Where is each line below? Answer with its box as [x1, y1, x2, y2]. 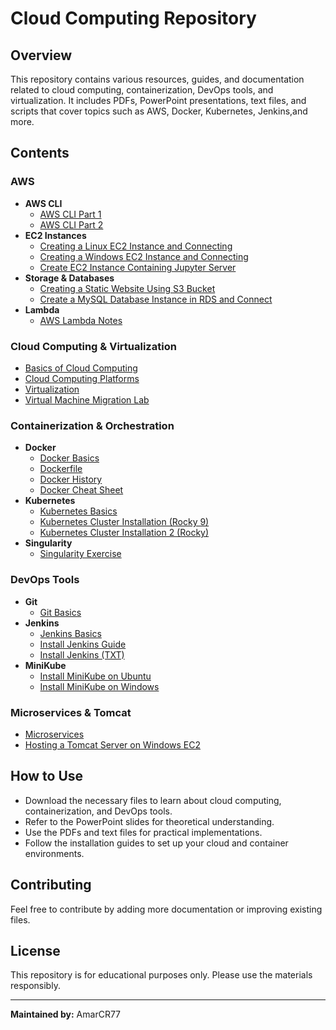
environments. [24, 847, 85, 859]
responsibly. [10, 980, 61, 992]
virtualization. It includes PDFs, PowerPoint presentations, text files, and [10, 95, 307, 106]
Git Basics [39, 606, 82, 618]
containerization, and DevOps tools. [24, 805, 173, 817]
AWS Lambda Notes [39, 314, 123, 326]
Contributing [10, 877, 92, 894]
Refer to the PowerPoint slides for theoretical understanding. [24, 815, 275, 827]
